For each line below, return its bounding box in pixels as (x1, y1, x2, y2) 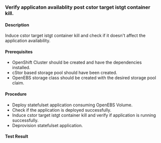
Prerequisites (5, 49, 33, 55)
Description (5, 22, 30, 28)
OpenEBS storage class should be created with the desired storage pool (12, 75, 156, 81)
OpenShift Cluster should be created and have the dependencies (12, 59, 142, 65)
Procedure (5, 91, 27, 97)
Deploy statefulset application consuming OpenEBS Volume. (12, 102, 133, 108)
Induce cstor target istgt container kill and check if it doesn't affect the (5, 33, 146, 39)
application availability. (5, 38, 51, 43)
